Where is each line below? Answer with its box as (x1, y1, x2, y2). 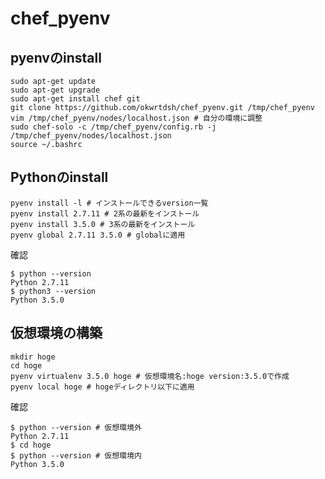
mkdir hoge (10, 352, 56, 362)
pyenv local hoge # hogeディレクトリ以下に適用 (10, 382, 195, 392)
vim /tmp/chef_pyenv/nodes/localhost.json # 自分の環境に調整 (10, 113, 263, 123)
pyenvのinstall (10, 49, 102, 66)
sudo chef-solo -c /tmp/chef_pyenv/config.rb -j (10, 122, 217, 132)
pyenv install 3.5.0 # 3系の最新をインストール (10, 219, 196, 229)
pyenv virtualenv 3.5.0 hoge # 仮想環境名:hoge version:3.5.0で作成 (10, 371, 290, 381)
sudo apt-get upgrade (10, 85, 101, 95)
